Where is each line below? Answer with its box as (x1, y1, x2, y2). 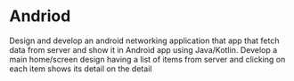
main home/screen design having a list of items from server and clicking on (9, 54, 286, 64)
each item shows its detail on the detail (9, 63, 152, 74)
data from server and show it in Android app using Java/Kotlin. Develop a (9, 44, 278, 55)
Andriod (9, 6, 71, 26)
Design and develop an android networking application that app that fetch (9, 35, 280, 46)
